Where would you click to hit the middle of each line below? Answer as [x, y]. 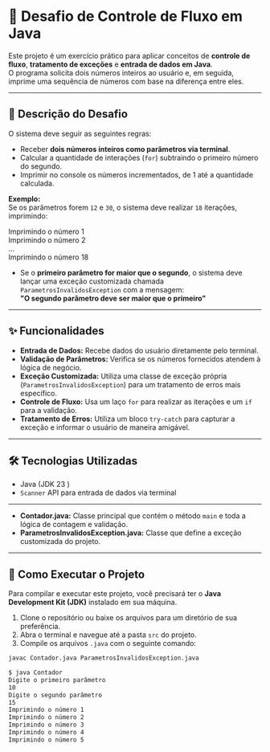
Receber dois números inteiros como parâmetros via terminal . [125, 149]
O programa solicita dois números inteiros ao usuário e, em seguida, [121, 72]
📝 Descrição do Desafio [68, 114]
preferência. [40, 627]
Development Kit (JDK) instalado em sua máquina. [93, 603]
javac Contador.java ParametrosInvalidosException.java [104, 658]
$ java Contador [35, 673]
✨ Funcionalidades [56, 331]
